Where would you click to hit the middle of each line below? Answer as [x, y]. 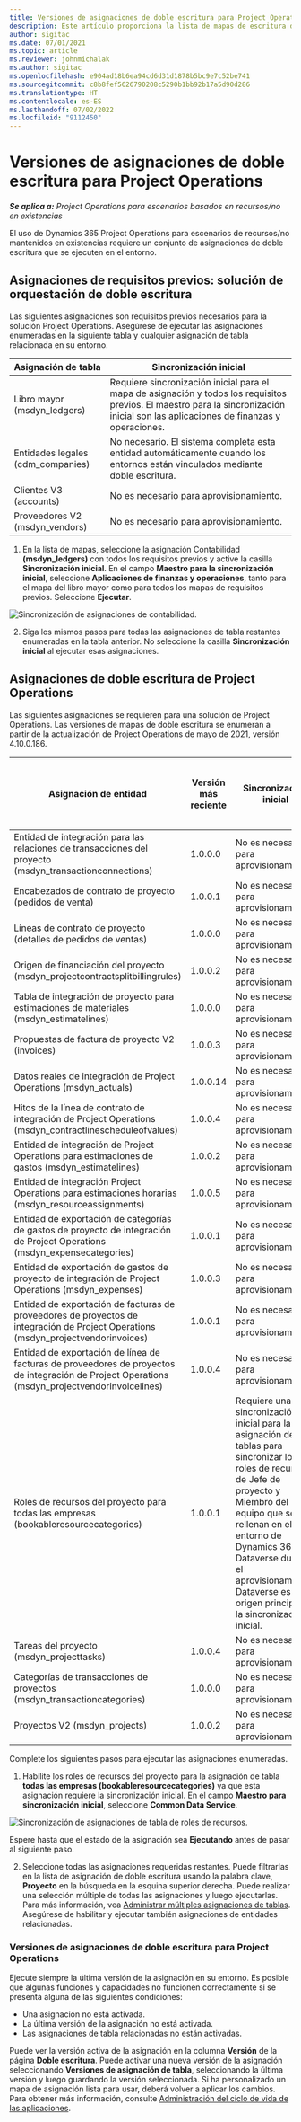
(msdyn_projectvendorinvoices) [81, 1338]
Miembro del [262, 1501]
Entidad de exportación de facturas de [95, 1304]
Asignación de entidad [98, 793]
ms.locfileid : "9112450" [56, 118]
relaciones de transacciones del [81, 848]
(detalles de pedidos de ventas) [81, 939]
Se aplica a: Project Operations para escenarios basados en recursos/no [145, 207]
